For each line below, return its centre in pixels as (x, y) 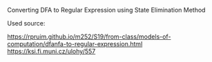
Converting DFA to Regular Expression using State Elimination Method (106, 10)
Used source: (26, 23)
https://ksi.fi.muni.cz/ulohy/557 (51, 51)
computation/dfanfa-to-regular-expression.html (75, 44)
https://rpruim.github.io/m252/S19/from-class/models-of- (89, 37)
